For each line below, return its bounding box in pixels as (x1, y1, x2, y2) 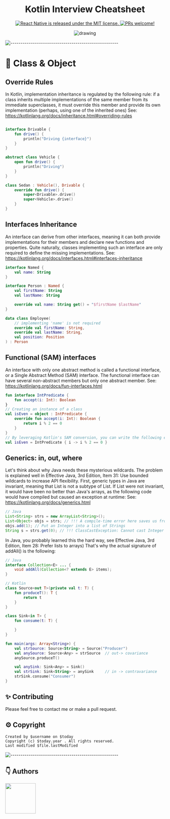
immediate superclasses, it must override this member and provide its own (5, 102, 161, 108)
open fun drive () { (14, 159, 56, 165)
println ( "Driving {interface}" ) (23, 136, 92, 141)
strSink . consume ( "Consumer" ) (14, 674, 76, 679)
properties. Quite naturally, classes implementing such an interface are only (5, 244, 163, 250)
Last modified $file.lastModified (5, 743, 78, 748)
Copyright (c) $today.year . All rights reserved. (5, 739, 114, 744)
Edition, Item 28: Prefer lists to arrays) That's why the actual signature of (5, 542, 157, 548)
